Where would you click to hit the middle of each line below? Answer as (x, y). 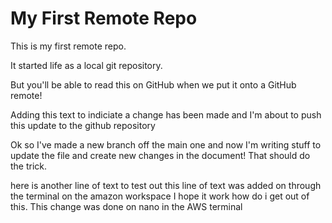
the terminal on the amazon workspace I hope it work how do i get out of (160, 196)
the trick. (29, 166)
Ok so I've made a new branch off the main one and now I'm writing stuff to (166, 144)
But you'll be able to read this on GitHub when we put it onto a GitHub (153, 84)
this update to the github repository (83, 125)
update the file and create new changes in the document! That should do (160, 155)
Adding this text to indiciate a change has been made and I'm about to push (166, 114)
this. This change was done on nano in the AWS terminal (126, 206)
